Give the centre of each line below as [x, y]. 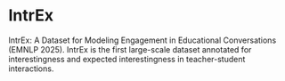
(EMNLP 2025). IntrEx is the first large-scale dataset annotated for [130, 49]
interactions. [31, 69]
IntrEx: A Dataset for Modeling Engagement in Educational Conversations [142, 40]
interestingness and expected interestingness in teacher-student [127, 59]
